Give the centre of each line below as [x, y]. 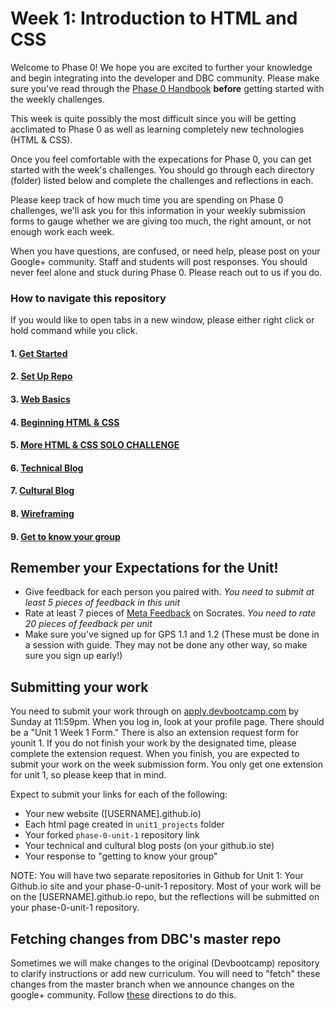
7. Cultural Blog [42, 491]
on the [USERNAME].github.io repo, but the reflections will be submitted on [165, 897]
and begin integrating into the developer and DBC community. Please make [165, 78]
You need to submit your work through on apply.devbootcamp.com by [155, 711]
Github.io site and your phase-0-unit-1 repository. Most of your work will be [166, 886]
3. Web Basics [40, 399]
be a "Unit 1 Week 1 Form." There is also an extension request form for [154, 733]
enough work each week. [62, 231]
